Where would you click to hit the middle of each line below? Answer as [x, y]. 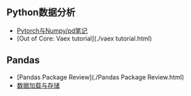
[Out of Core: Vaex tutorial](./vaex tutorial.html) [84, 38]
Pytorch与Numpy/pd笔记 [52, 31]
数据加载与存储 [38, 85]
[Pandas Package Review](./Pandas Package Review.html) [100, 77]
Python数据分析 [41, 13]
